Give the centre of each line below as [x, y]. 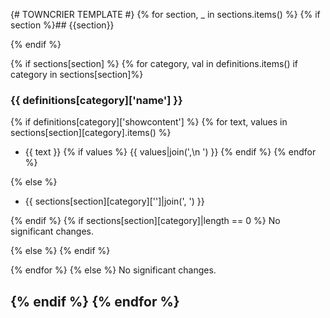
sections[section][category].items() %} [91, 133]
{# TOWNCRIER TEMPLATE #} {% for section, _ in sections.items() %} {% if [165, 14]
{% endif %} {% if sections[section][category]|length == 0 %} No [145, 221]
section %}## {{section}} [62, 25]
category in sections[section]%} [77, 74]
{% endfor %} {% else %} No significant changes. [113, 270]
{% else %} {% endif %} [60, 251]
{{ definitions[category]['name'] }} [96, 100]
